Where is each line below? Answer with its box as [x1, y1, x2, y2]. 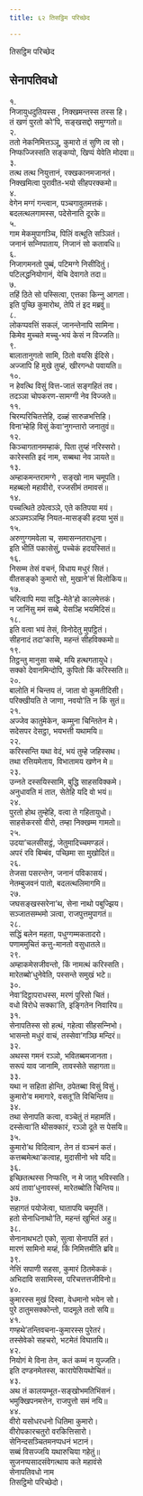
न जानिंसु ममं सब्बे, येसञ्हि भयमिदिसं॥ [9, 604, 115, 614]
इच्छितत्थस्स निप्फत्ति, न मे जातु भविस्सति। [9, 1172, 130, 1183]
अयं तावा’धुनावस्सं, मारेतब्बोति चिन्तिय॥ [9, 1183, 120, 1194]
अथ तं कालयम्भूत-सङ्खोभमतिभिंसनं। [9, 1386, 116, 1397]
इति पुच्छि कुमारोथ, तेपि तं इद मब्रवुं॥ [9, 300, 110, 310]
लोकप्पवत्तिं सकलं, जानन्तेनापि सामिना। [9, 319, 120, 330]
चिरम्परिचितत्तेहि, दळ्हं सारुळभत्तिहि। [9, 411, 112, 422]
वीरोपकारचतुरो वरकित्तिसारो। [9, 1427, 92, 1437]
